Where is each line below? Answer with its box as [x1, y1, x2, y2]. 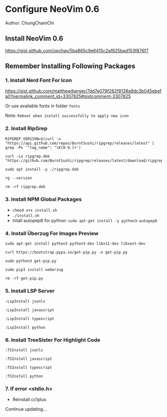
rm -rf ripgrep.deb [5, 184, 46, 189]
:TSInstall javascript [5, 356, 52, 361]
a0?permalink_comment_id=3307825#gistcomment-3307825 [5, 93, 131, 99]
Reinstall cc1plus [12, 397, 46, 403]
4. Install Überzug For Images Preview [5, 230, 98, 237]
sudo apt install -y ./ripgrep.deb [5, 167, 79, 172]
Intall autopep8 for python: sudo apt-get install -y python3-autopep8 [12, 218, 158, 224]
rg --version [5, 175, 32, 180]
